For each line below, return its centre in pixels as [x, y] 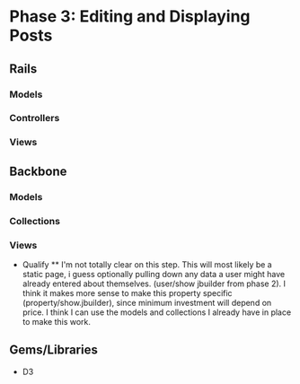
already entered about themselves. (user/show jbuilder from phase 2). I [154, 284]
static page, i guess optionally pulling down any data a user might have [154, 274]
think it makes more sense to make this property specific [127, 292]
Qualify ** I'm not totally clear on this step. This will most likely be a [147, 264]
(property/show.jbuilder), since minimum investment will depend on [147, 302]
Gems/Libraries [54, 350]
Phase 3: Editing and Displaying [130, 17]
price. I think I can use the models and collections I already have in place [157, 312]
